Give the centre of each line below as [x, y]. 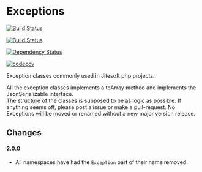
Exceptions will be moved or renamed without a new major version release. [101, 113]
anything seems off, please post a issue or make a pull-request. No [91, 107]
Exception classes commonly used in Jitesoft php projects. [80, 75]
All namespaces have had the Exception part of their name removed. [101, 162]
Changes [24, 133]
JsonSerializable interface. [40, 94]
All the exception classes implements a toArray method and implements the [101, 88]
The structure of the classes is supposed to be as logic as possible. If [94, 100]
